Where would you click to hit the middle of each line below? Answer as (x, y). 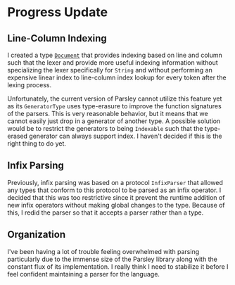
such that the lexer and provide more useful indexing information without (113, 63)
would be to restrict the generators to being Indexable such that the (105, 128)
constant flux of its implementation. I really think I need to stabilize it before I (118, 266)
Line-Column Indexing (57, 38)
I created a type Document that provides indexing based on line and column (115, 55)
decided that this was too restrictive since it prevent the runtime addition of (116, 197)
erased (18, 136)
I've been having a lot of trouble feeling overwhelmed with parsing (103, 251)
